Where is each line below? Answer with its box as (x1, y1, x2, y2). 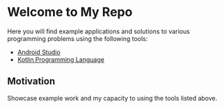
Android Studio (17, 48, 61, 56)
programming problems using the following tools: (7, 34, 148, 42)
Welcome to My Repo (7, 4, 133, 20)
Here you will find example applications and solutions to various (7, 27, 190, 35)
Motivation (7, 76, 56, 87)
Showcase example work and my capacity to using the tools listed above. (7, 94, 218, 102)
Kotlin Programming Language (17, 55, 104, 63)
